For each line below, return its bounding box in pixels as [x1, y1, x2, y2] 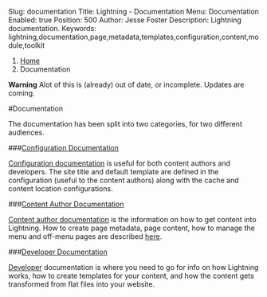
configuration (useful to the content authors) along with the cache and [8, 175, 239, 185]
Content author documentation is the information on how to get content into [8, 215, 257, 224]
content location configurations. [8, 184, 113, 193]
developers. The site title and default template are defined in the [8, 167, 219, 176]
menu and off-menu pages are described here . [8, 232, 163, 241]
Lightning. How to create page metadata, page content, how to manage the [8, 223, 255, 233]
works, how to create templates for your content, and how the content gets [8, 271, 255, 280]
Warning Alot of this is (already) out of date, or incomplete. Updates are [8, 80, 245, 89]
